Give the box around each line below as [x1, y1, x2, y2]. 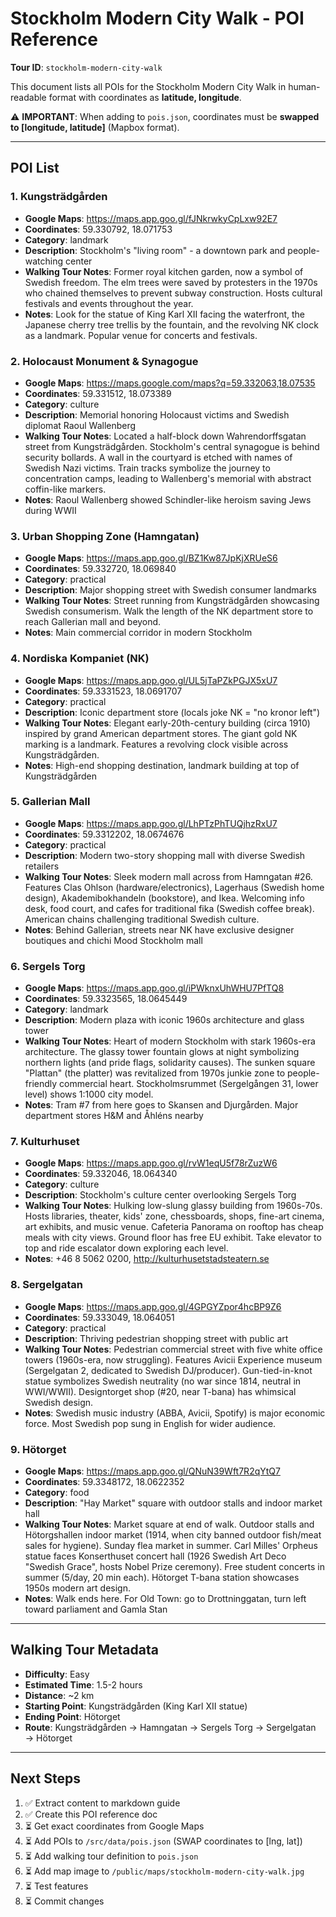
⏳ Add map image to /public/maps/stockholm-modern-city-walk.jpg [24, 1865, 305, 1877]
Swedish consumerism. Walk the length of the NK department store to [24, 605, 314, 617]
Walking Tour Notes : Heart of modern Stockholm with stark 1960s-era [24, 1035, 316, 1047]
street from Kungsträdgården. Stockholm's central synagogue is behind [24, 440, 320, 452]
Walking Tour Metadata [10, 1642, 159, 1659]
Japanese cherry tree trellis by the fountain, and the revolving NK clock [24, 318, 319, 331]
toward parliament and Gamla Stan [24, 1603, 168, 1615]
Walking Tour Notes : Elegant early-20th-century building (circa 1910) [24, 717, 311, 729]
